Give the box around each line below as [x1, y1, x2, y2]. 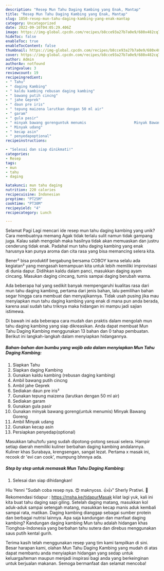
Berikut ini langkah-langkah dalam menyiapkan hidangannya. [5, 334, 128, 339]
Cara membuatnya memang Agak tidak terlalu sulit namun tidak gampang [5, 233, 153, 239]
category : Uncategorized [5, 20, 56, 26]
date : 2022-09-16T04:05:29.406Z [5, 25, 71, 30]
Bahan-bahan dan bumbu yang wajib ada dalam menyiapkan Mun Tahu [5, 344, 155, 350]
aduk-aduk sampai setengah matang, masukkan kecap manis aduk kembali [5, 504, 156, 511]
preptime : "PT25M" [5, 196, 43, 201]
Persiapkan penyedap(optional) [12, 429, 76, 435]
